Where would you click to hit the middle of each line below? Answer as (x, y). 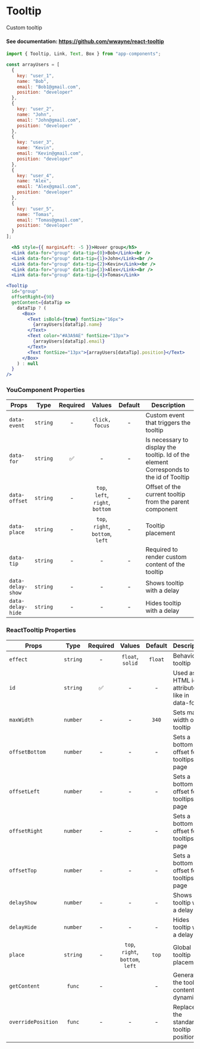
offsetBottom (28, 752)
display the (161, 448)
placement (160, 533)
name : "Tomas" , (36, 214)
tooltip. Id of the (168, 455)
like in (181, 695)
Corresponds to (167, 470)
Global (182, 947)
